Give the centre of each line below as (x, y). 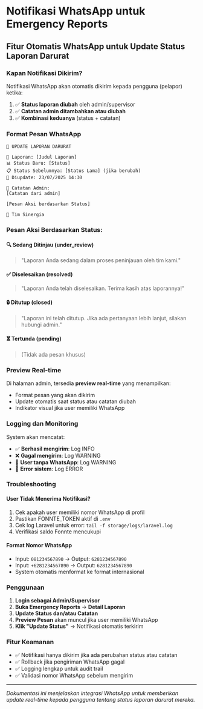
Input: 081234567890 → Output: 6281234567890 (71, 559)
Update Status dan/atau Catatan (56, 613)
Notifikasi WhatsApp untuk (76, 11)
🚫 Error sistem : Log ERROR (49, 469)
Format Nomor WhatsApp (39, 546)
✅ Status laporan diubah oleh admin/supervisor (75, 104)
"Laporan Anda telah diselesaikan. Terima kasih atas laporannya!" (103, 288)
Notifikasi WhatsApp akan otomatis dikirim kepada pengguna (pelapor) (94, 86)
